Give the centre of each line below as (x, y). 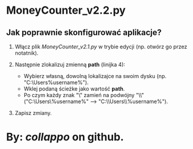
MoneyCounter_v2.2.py (66, 10)
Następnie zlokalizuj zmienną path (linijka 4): (70, 64)
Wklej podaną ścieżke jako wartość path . (74, 89)
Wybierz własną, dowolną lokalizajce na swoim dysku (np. (95, 76)
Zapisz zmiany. (33, 113)
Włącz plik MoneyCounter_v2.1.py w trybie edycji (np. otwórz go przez (101, 46)
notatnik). (27, 53)
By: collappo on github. (65, 137)
